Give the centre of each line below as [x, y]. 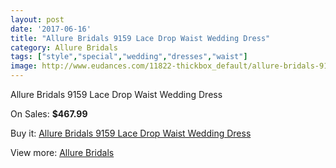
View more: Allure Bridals [62, 152]
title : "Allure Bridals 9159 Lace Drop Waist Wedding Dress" [140, 38]
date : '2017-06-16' [51, 29]
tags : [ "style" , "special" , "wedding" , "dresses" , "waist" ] [129, 57]
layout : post [37, 19]
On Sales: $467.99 [49, 114]
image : [24, 66]
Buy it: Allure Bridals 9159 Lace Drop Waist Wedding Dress [131, 133]
